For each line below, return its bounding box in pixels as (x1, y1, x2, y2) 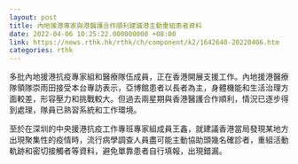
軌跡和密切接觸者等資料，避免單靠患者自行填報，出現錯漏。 (9, 145, 227, 156)
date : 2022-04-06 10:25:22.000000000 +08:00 (9, 29, 176, 38)
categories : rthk (9, 46, 74, 55)
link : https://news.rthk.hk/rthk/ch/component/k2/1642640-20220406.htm (9, 37, 279, 47)
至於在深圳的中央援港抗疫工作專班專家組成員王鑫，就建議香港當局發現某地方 (9, 123, 289, 134)
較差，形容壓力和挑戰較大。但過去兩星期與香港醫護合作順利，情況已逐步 (16, 94, 281, 105)
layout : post (9, 12, 58, 22)
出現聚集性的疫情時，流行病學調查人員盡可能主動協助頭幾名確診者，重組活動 (9, 135, 289, 145)
